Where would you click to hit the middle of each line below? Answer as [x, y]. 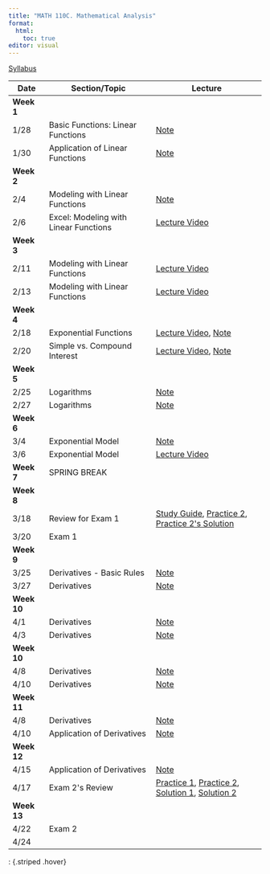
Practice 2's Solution [195, 524]
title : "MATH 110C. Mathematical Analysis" [82, 16]
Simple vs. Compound [90, 346]
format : [21, 23]
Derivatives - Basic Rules [96, 573]
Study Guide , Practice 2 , [201, 513]
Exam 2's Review [81, 788]
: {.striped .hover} [37, 862]
